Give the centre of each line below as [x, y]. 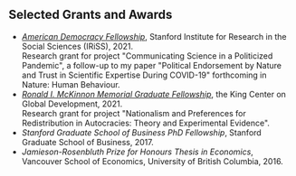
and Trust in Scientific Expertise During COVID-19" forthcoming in [144, 75]
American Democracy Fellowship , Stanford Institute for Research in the [154, 36]
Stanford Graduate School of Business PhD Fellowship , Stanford [141, 132]
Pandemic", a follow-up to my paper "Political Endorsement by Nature [152, 65]
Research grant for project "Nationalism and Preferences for [134, 113]
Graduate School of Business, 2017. [88, 142]
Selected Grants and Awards [91, 15]
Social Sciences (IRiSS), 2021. [77, 46]
